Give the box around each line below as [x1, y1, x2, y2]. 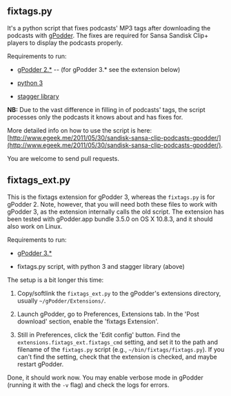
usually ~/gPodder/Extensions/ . [17, 296, 106, 305]
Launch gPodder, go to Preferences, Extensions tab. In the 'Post [17, 310, 200, 318]
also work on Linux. [7, 222, 63, 230]
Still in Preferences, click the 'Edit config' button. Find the [17, 330, 181, 339]
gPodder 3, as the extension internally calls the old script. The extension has [7, 207, 225, 216]
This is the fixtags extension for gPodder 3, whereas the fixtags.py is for [7, 193, 215, 201]
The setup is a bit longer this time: [7, 276, 104, 284]
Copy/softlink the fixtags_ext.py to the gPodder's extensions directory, [17, 289, 221, 297]
